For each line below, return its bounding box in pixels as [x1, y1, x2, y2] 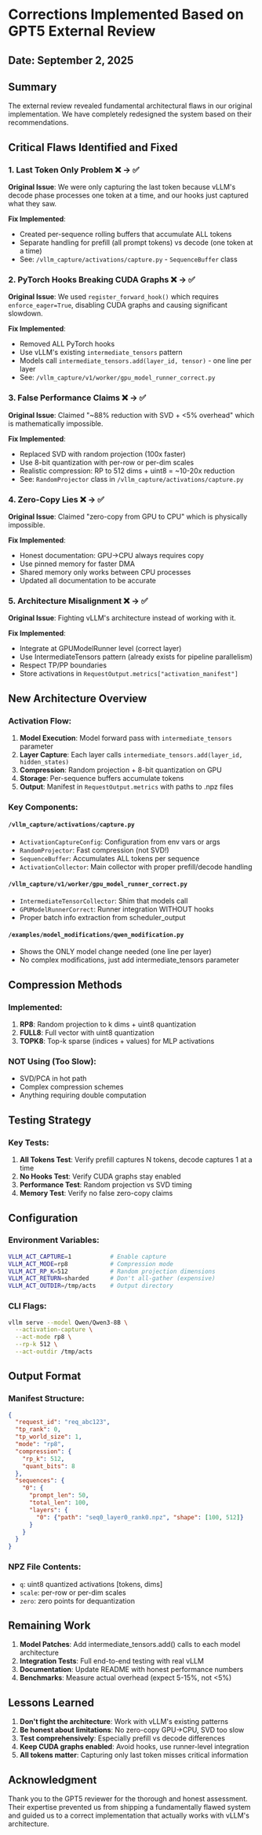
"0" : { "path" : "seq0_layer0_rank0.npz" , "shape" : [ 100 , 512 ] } [36, 1513, 244, 1521]
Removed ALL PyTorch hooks [19, 339, 115, 349]
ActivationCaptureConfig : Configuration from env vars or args [19, 837, 221, 847]
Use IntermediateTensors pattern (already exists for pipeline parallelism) [19, 652, 253, 662]
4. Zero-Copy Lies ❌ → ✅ [8, 494, 104, 505]
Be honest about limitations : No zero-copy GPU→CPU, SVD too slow [19, 1726, 245, 1735]
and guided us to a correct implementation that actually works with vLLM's [8, 1811, 249, 1820]
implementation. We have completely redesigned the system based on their [8, 109, 253, 119]
